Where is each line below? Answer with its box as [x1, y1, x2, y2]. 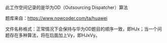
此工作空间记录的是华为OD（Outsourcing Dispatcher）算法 [5, 5, 128, 10]
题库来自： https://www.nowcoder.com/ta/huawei [5, 15, 108, 21]
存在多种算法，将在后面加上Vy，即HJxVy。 [9, 32, 100, 38]
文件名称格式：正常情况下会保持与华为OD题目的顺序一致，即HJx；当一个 [5, 26, 158, 32]
